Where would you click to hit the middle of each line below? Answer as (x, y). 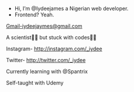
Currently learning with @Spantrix (47, 71)
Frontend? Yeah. (34, 15)
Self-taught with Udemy (35, 83)
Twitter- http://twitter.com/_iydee (46, 60)
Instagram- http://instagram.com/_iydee (54, 49)
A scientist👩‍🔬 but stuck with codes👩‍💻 (51, 37)
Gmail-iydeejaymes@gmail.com (44, 26)
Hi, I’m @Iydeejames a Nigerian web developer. (71, 8)
